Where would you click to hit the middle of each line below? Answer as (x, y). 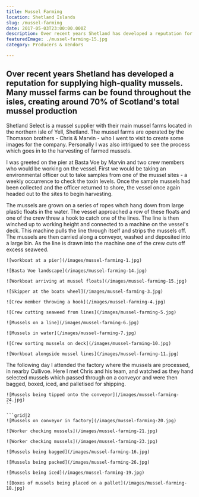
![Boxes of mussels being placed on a (54, 483)
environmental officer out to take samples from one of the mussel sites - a (97, 175)
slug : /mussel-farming (34, 23)
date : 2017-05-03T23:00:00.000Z (46, 28)
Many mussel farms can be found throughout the (99, 93)
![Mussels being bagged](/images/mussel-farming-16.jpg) (78, 452)
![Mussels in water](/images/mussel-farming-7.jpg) (71, 333)
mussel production (42, 111)
